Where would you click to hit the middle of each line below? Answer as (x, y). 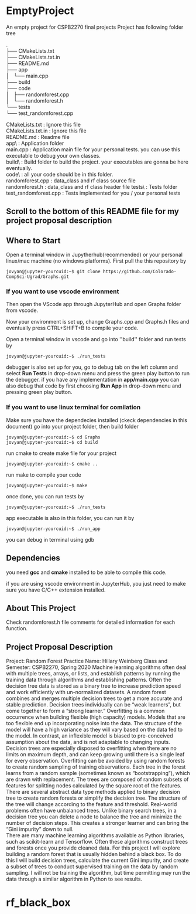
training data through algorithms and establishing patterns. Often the (89, 680)
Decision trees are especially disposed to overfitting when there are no (91, 748)
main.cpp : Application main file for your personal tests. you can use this (93, 149)
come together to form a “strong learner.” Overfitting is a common (85, 711)
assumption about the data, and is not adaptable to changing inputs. (88, 742)
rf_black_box (38, 903)
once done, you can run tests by (45, 496)
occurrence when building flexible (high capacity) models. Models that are (96, 717)
